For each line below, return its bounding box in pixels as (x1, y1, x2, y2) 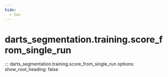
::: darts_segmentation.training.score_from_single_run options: (5, 61, 135, 67)
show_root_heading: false (5, 66, 59, 72)
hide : (5, 7, 16, 13)
